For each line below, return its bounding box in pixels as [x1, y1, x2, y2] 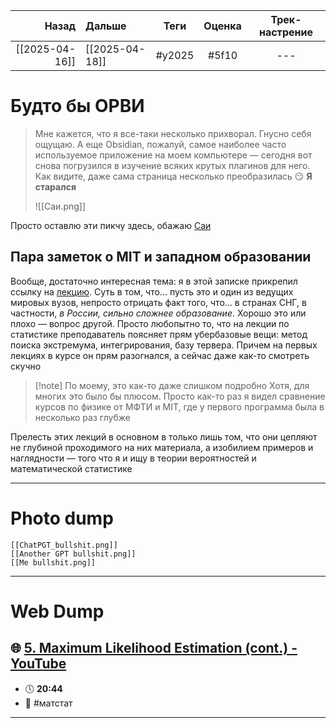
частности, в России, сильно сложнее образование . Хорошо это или [10, 307, 307, 319]
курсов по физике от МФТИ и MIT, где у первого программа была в [34, 400, 325, 413]
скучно [10, 360, 42, 372]
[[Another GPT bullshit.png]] [10, 549, 137, 559]
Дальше [85, 19, 127, 33]
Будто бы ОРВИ [10, 95, 145, 118]
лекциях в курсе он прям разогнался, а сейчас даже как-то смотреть [10, 349, 310, 361]
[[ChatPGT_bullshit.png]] [10, 540, 118, 550]
